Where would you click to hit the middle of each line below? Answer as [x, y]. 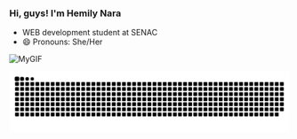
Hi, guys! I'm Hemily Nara [65, 13]
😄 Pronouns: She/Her [62, 42]
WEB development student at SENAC [90, 33]
